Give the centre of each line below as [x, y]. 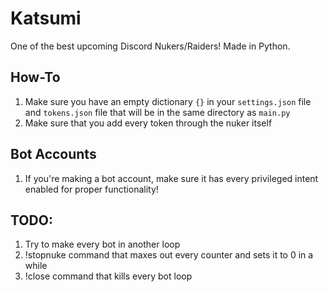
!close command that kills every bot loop [108, 276]
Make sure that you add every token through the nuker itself [148, 123]
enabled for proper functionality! [91, 189]
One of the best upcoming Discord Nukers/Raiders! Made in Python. [150, 46]
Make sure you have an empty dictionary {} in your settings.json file [168, 101]
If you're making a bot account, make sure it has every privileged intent [171, 178]
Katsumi [46, 18]
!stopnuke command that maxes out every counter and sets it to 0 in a [169, 255]
